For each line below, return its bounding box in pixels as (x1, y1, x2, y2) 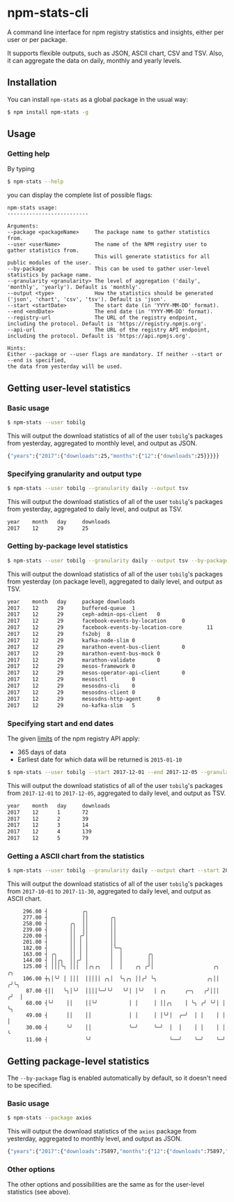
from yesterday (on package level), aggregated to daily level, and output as (7, 577, 223, 586)
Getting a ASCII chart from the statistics (7, 851, 145, 861)
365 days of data (17, 748, 67, 756)
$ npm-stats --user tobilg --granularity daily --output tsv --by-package (7, 557, 229, 564)
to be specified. (7, 1081, 52, 1090)
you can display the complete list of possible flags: (7, 191, 153, 200)
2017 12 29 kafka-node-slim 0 (7, 637, 136, 644)
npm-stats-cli (7, 5, 89, 21)
